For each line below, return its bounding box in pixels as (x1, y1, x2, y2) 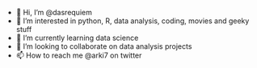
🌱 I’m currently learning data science (15, 33, 139, 42)
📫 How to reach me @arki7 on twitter (15, 50, 142, 60)
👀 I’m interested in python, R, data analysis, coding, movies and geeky (15, 16, 250, 26)
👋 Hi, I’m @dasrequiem (15, 8, 93, 17)
